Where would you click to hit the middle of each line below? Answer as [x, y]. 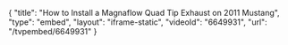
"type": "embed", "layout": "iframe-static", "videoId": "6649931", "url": [138, 22]
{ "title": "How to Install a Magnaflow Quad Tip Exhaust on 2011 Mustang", [144, 13]
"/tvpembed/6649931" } [53, 31]
